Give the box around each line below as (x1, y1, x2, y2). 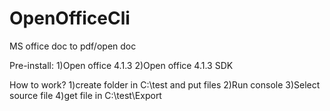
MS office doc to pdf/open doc (9, 40, 137, 52)
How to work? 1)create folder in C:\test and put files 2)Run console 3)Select (9, 78, 321, 91)
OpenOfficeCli (9, 7, 131, 30)
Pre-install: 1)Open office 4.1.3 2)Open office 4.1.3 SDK (9, 59, 234, 71)
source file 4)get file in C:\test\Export (9, 89, 162, 101)
